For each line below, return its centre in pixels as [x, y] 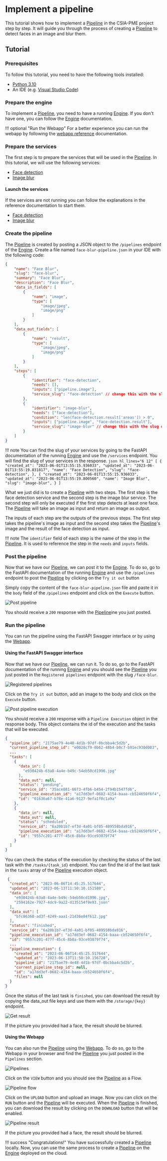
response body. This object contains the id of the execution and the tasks [80, 724]
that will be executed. [27, 729]
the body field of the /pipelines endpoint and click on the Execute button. [80, 593]
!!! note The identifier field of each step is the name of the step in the [78, 538]
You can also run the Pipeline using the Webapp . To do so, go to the [75, 1048]
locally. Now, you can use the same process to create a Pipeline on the [78, 1148]
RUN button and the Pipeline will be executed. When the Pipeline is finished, [82, 1103]
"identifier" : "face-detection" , [66, 380]
